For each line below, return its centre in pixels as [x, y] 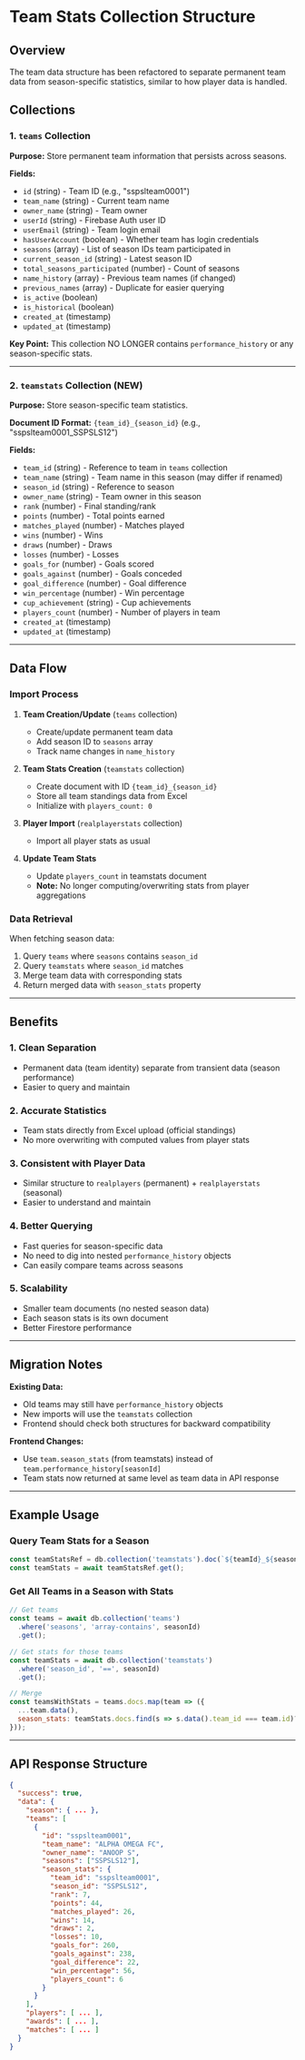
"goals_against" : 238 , [93, 1954]
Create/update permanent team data [104, 732]
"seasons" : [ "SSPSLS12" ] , [91, 1861]
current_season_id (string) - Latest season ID [107, 258]
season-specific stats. [51, 353]
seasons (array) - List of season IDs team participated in [127, 249]
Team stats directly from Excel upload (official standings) [129, 1130]
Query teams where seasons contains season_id [110, 956]
